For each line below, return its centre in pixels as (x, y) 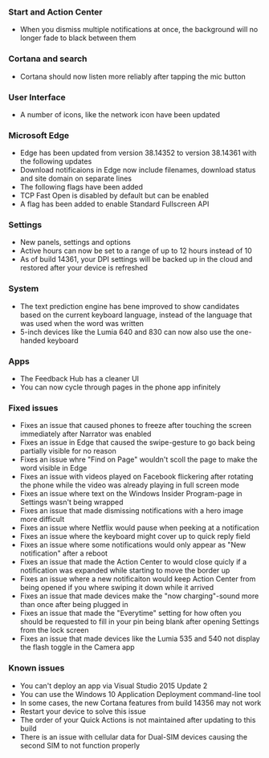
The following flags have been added (81, 187)
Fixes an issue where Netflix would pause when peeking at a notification (139, 528)
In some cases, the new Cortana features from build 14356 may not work (141, 703)
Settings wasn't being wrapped (71, 502)
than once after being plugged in (74, 605)
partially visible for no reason (68, 451)
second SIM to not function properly (80, 745)
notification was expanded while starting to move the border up (125, 571)
